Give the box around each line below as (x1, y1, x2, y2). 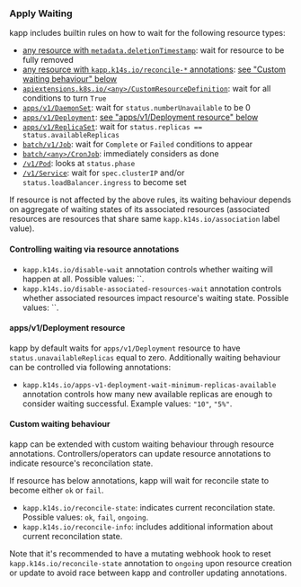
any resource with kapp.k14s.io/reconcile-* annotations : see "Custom (22, 64, 286, 75)
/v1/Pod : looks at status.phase (22, 158, 136, 169)
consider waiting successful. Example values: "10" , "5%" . (22, 398, 233, 409)
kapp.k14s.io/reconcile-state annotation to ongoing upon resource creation (9, 557, 292, 568)
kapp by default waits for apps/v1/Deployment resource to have (9, 342, 241, 353)
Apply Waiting (9, 7, 74, 20)
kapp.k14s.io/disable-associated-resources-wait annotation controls (22, 282, 282, 294)
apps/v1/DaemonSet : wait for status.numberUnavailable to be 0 (22, 102, 252, 113)
